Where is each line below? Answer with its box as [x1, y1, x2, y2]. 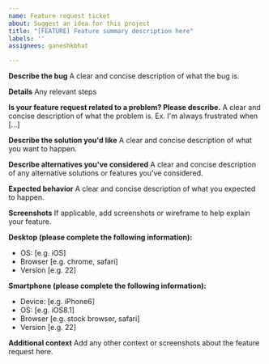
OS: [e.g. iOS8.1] [19, 305, 75, 315]
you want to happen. [8, 144, 77, 154]
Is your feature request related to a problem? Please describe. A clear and [8, 103, 261, 112]
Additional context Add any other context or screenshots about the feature [8, 338, 260, 348]
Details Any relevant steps [8, 87, 97, 97]
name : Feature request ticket [8, 11, 111, 20]
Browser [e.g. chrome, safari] [19, 256, 119, 267]
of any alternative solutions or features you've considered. [8, 168, 204, 178]
